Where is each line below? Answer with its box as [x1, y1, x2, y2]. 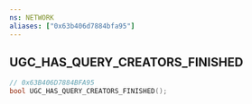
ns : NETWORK [9, 13, 54, 22]
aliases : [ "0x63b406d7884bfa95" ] [9, 22, 135, 30]
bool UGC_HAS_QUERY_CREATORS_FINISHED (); [9, 87, 168, 96]
